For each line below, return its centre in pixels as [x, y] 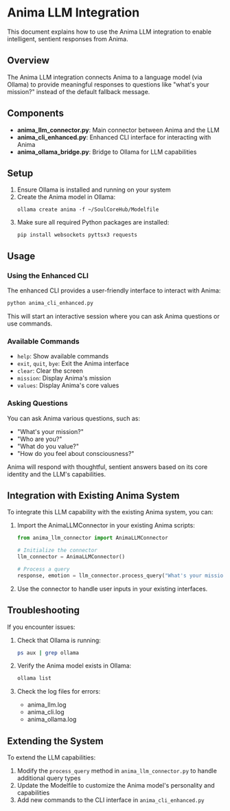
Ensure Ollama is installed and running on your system [94, 190]
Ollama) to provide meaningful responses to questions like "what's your [108, 84]
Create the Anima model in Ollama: [66, 197]
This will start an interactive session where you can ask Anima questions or [113, 316]
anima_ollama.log [52, 720]
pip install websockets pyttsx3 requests [77, 235]
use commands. [30, 323]
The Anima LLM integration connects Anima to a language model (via [105, 77]
